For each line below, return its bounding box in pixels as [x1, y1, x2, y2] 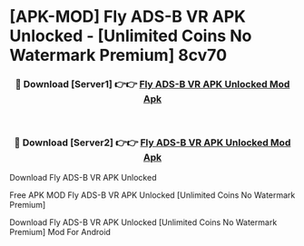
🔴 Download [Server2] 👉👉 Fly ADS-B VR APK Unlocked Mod [14, 136, 291, 149]
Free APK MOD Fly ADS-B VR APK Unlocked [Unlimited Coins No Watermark [9, 189, 296, 201]
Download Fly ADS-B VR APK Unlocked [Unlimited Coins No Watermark [9, 216, 278, 228]
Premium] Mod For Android [9, 226, 112, 237]
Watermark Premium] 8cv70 [9, 45, 228, 65]
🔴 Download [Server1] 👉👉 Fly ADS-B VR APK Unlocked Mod [15, 78, 290, 91]
